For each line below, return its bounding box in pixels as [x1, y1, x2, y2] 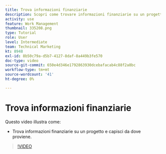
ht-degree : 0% [5, 77, 35, 81]
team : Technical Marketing [5, 44, 61, 49]
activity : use [5, 16, 35, 21]
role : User [5, 35, 28, 40]
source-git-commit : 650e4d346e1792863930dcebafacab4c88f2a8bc [5, 63, 136, 68]
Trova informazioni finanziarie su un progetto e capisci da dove [12, 128, 141, 134]
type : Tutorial [5, 30, 37, 35]
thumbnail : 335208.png [5, 26, 52, 31]
